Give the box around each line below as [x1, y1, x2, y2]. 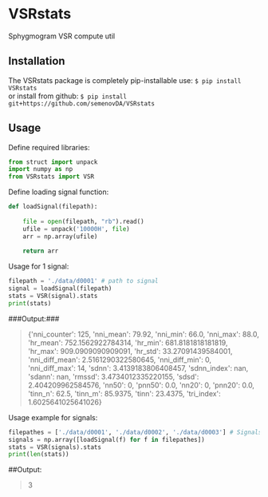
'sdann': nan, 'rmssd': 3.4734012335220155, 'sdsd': [27, 372, 199, 381]
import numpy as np [8, 165, 73, 173]
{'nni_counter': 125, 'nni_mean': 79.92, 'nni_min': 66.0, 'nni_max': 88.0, [27, 329, 259, 339]
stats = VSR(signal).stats [8, 292, 98, 300]
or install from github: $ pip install [8, 91, 128, 101]
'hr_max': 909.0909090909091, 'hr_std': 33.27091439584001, [27, 346, 233, 356]
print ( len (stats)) [8, 451, 69, 459]
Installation [8, 54, 65, 68]
